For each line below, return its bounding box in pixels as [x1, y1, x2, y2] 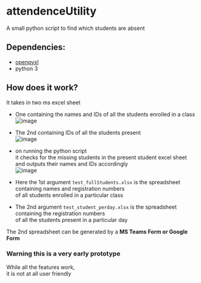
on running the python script [15, 147, 87, 154]
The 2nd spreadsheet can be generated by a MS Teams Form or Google [6, 227, 188, 235]
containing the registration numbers [15, 209, 105, 217]
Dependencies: [6, 42, 66, 52]
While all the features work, [6, 263, 75, 271]
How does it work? [6, 82, 79, 93]
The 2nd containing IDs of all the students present [15, 129, 141, 136]
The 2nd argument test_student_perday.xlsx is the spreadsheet [15, 203, 177, 210]
